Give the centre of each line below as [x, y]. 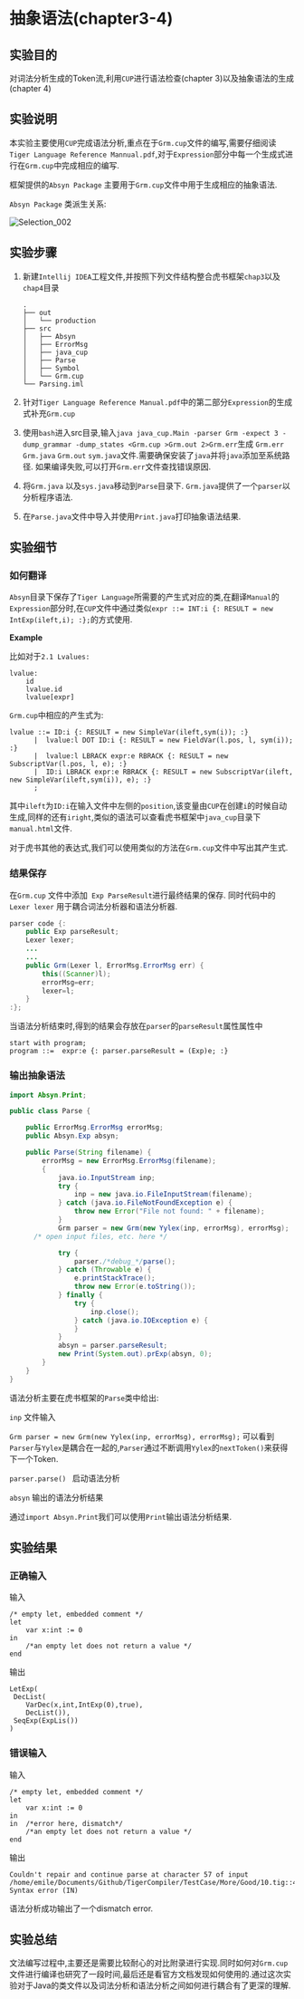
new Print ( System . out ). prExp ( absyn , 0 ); [135, 1354]
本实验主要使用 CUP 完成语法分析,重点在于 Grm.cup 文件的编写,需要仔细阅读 [143, 142]
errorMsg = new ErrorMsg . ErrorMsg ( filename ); [129, 1160]
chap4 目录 [41, 287]
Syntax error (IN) [44, 1890]
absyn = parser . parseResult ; [113, 1346]
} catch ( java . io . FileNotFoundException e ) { [145, 1203]
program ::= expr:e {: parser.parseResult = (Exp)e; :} [119, 1052]
